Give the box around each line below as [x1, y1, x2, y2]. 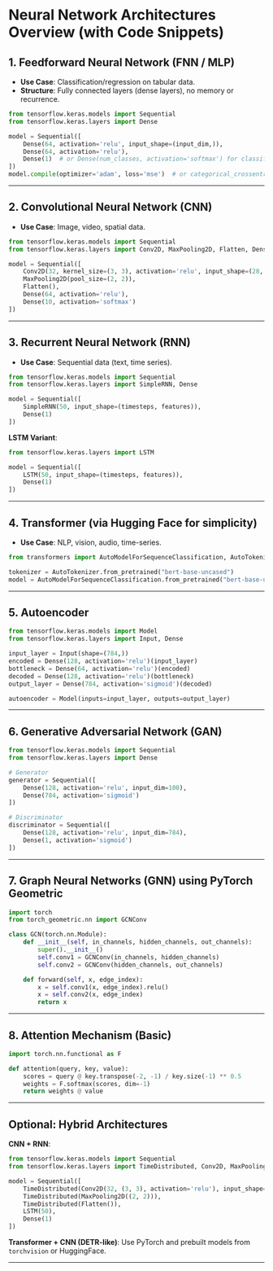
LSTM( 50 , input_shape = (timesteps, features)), [23, 471, 184, 479]
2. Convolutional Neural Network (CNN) [8, 200, 213, 214]
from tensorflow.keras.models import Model [8, 627, 158, 636]
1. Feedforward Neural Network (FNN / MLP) [8, 55, 236, 69]
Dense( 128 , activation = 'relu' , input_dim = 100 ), [23, 783, 187, 791]
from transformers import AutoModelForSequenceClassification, [8, 553, 227, 561]
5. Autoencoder [8, 605, 89, 620]
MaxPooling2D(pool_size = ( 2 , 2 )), [23, 275, 136, 283]
